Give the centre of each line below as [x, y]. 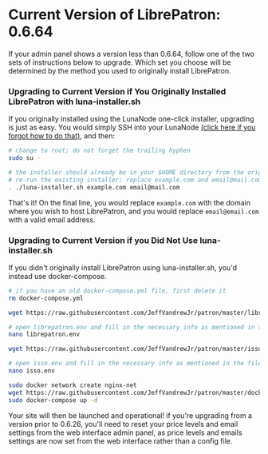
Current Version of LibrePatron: [114, 15]
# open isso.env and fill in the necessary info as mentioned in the [126, 364]
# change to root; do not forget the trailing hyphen [100, 151]
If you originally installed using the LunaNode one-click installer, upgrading [131, 119]
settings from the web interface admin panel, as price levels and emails [125, 432]
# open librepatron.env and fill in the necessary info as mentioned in [132, 327]
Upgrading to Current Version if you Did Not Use [103, 240]
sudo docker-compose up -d [53, 400]
